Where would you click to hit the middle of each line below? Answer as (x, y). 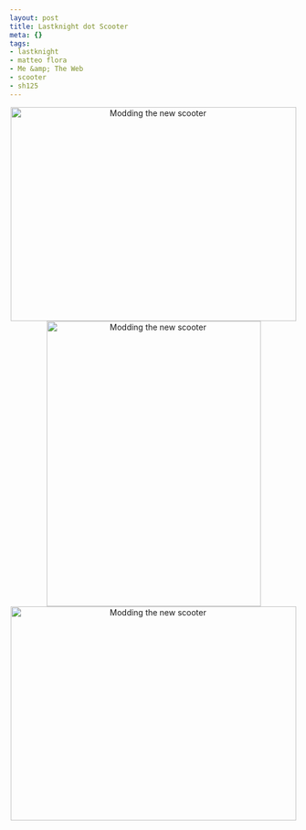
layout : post (34, 18)
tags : (20, 43)
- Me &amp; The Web (47, 69)
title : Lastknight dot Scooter (69, 26)
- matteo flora (38, 60)
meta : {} (26, 35)
